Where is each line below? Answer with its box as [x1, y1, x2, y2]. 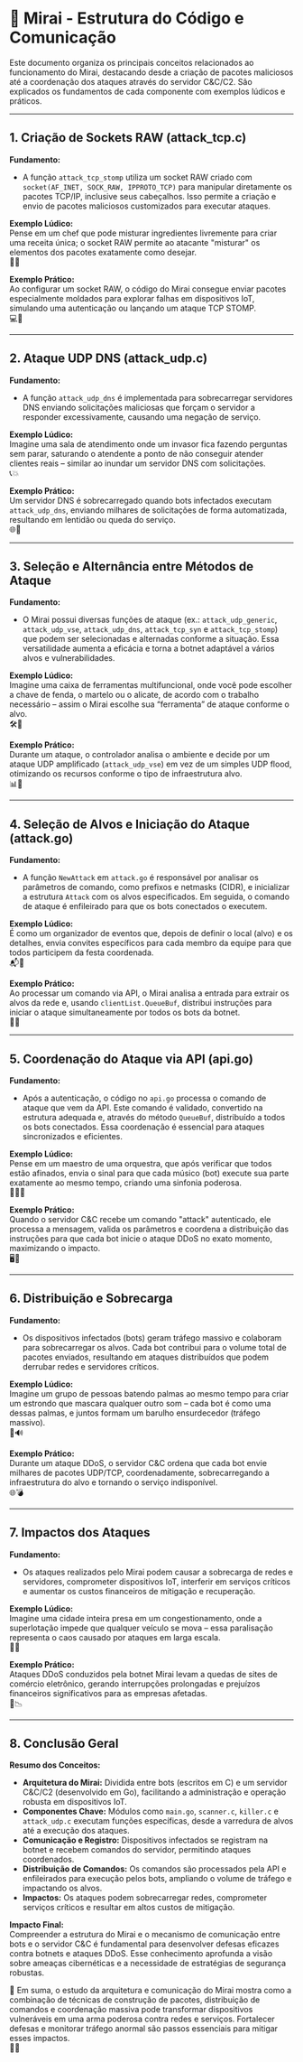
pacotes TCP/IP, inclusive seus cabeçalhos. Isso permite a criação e [22, 190, 277, 201]
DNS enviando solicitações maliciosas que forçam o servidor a [22, 402, 255, 413]
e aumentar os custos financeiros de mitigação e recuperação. [22, 1585, 256, 1596]
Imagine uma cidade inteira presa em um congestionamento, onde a [9, 1612, 262, 1623]
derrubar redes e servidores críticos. [22, 1361, 160, 1371]
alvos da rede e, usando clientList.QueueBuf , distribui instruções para [9, 998, 272, 1008]
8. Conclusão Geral [9, 1736, 119, 1751]
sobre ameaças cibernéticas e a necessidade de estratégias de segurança [9, 1958, 287, 1969]
